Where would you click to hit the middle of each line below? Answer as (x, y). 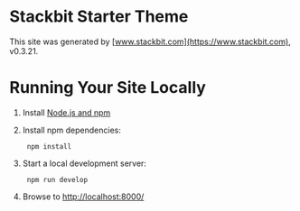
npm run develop (57, 179)
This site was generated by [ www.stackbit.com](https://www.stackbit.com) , (150, 41)
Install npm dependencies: (72, 130)
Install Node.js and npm (66, 112)
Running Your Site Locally (108, 88)
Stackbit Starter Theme (99, 17)
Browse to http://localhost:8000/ (83, 197)
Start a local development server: (84, 163)
